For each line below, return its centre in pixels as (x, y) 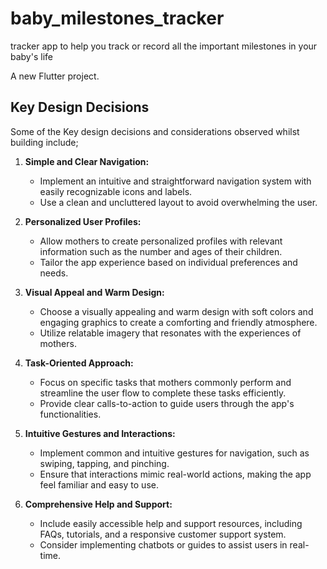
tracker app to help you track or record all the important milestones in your (164, 46)
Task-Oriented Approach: (79, 363)
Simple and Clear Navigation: (87, 161)
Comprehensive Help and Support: (98, 504)
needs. (54, 273)
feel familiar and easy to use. (99, 484)
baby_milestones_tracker (117, 18)
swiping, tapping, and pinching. (104, 463)
